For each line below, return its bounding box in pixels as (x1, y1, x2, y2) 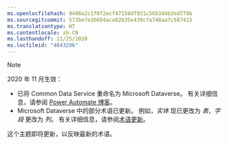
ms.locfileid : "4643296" (7, 42, 79, 49)
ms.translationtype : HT (7, 23, 76, 29)
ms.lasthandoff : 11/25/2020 (7, 36, 88, 43)
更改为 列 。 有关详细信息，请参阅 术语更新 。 (25, 115, 149, 123)
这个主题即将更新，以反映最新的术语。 (7, 130, 116, 138)
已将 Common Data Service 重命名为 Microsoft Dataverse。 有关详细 (17, 90, 212, 97)
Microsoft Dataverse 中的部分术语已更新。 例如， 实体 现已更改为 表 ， (17, 107, 215, 115)
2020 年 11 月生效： (7, 75, 63, 83)
